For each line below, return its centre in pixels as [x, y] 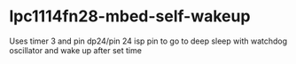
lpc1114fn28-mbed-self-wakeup [130, 16]
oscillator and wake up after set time [75, 50]
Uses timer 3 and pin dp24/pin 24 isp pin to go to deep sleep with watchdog [148, 41]
